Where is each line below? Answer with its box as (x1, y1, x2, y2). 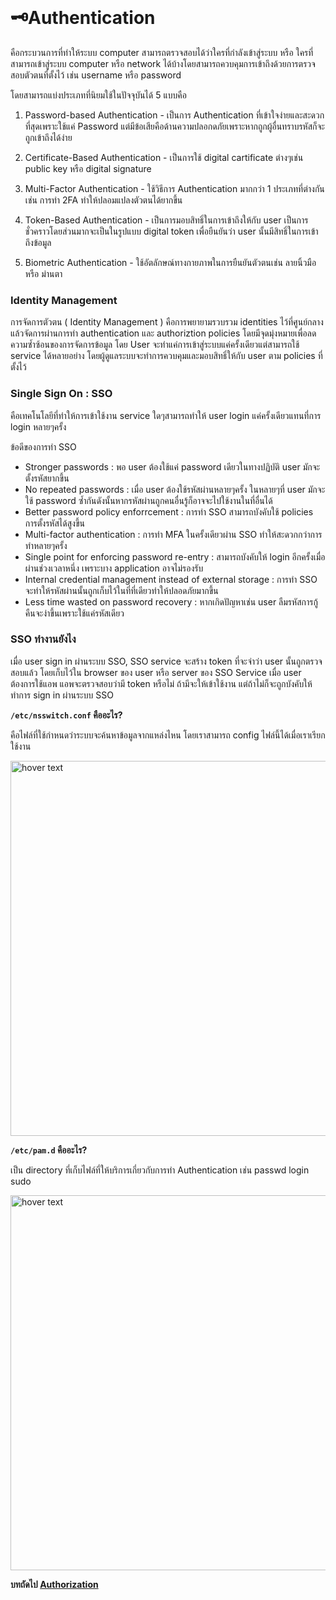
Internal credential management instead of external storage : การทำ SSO (24, 573, 318, 585)
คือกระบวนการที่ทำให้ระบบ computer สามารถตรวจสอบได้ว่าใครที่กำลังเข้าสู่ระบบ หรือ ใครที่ (10, 46, 314, 58)
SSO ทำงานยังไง (10, 632, 77, 646)
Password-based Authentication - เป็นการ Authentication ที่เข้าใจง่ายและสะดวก (24, 109, 325, 121)
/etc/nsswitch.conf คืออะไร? (10, 709, 123, 721)
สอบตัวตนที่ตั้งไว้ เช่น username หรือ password (10, 69, 182, 81)
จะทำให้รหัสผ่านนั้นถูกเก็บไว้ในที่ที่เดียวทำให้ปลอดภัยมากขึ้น (24, 584, 219, 596)
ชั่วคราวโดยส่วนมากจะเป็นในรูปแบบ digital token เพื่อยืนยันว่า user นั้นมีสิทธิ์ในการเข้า (24, 225, 319, 237)
